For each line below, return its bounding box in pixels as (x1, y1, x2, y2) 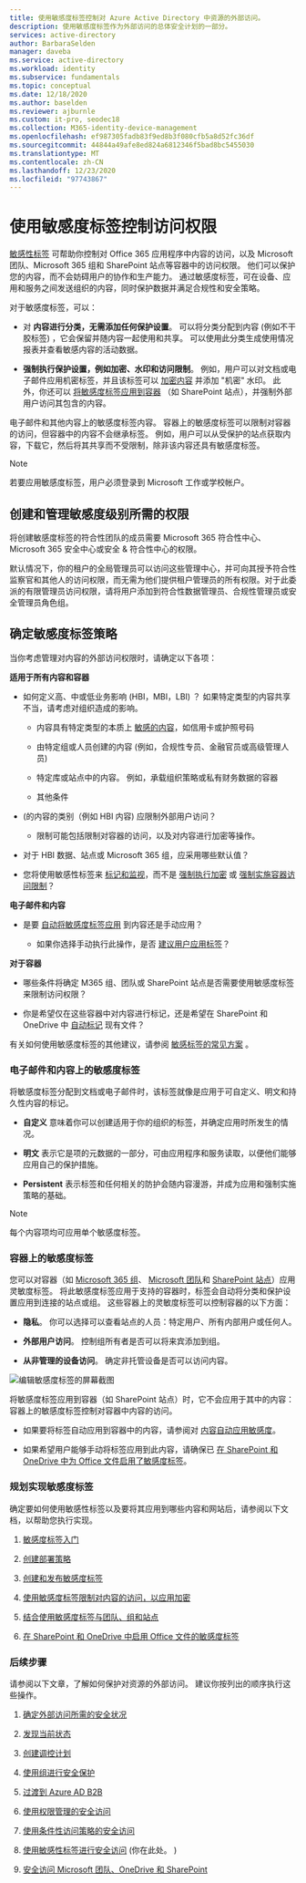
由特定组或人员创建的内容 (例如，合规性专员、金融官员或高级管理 (36, 740, 281, 752)
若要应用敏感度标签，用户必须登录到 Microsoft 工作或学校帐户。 (9, 477, 250, 488)
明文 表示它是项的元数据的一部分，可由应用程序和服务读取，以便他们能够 (22, 1148, 297, 1159)
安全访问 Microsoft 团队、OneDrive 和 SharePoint (22, 1864, 208, 1875)
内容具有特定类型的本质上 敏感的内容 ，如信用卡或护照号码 (36, 721, 255, 732)
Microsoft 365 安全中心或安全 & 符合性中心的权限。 (9, 543, 202, 554)
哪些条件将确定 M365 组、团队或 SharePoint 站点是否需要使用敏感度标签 (22, 977, 294, 988)
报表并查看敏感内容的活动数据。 (22, 344, 143, 356)
